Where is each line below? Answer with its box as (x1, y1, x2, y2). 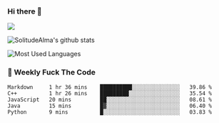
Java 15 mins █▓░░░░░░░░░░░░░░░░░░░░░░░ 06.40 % (7, 102, 213, 109)
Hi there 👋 (7, 6, 43, 16)
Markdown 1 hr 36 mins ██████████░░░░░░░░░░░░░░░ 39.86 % (7, 83, 213, 91)
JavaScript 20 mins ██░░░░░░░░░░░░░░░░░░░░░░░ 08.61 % (7, 96, 213, 103)
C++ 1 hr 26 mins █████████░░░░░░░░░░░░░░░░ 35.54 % (7, 90, 213, 97)
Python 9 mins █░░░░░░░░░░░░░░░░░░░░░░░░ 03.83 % (7, 108, 213, 116)
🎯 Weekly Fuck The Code (7, 68, 96, 77)
